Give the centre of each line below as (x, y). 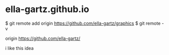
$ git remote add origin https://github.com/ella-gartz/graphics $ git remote (83, 23)
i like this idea (19, 48)
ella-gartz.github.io (47, 9)
